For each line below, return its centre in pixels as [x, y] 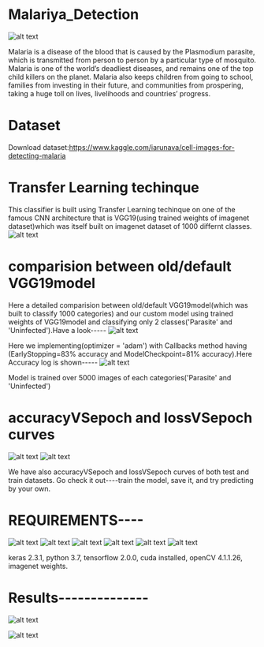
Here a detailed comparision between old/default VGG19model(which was [128, 305]
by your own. [30, 488]
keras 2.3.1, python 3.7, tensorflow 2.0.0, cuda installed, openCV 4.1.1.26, [125, 557]
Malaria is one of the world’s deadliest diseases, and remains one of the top [131, 68]
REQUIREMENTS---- [76, 520]
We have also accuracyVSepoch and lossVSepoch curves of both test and [129, 472]
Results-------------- [78, 598]
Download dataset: [39, 147]
